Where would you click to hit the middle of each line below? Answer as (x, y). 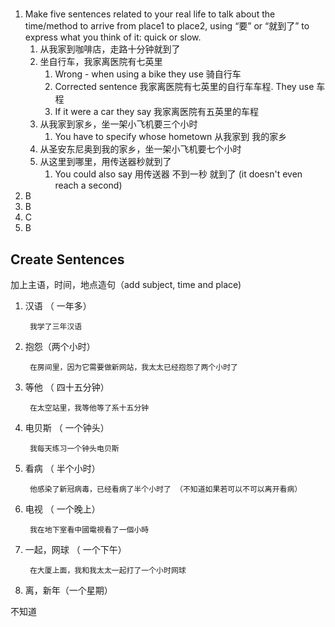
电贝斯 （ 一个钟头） (67, 427)
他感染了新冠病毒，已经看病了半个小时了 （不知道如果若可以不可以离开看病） (166, 489)
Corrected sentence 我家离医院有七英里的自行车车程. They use (184, 87)
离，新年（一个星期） (68, 590)
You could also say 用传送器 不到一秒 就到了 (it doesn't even (178, 174)
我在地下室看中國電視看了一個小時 (89, 530)
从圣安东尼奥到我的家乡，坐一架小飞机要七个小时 (140, 149)
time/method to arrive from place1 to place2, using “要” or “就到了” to (167, 26)
